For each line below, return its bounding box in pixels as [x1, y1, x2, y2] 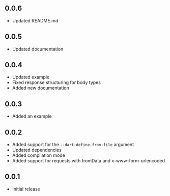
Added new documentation [12, 85, 69, 91]
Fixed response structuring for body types [12, 79, 101, 86]
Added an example [12, 113, 52, 119]
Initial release [12, 186, 40, 192]
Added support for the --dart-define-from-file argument [12, 142, 134, 148]
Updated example [12, 74, 50, 80]
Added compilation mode [12, 152, 66, 158]
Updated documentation [12, 46, 64, 52]
